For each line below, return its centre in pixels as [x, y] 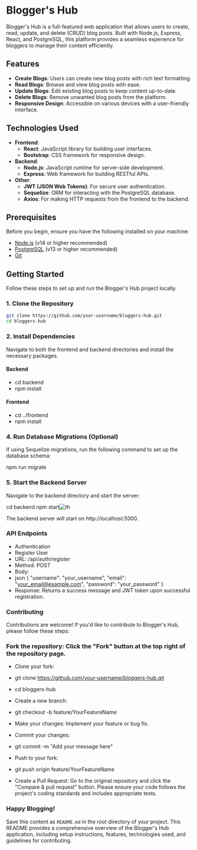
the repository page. [36, 654]
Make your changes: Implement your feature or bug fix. [82, 724]
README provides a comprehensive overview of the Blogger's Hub [88, 828]
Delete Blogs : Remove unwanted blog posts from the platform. [91, 97]
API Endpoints [27, 534]
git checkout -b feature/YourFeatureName [65, 712]
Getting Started [35, 274]
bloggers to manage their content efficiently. [60, 45]
